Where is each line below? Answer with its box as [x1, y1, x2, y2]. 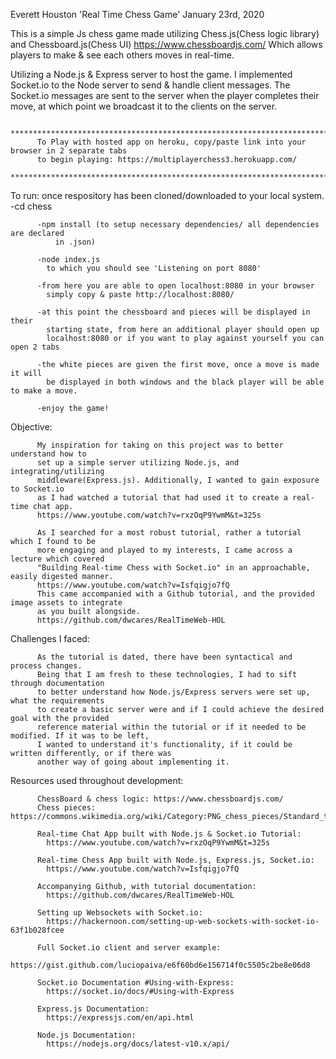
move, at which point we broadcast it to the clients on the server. [10, 100, 278, 112]
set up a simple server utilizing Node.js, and [36, 458, 240, 468]
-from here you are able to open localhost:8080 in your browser [36, 281, 315, 291]
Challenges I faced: [10, 633, 90, 644]
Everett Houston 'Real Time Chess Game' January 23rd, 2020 [10, 9, 265, 20]
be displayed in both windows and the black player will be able [46, 377, 325, 387]
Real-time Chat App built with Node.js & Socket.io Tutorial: [36, 829, 302, 839]
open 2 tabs [10, 342, 60, 352]
